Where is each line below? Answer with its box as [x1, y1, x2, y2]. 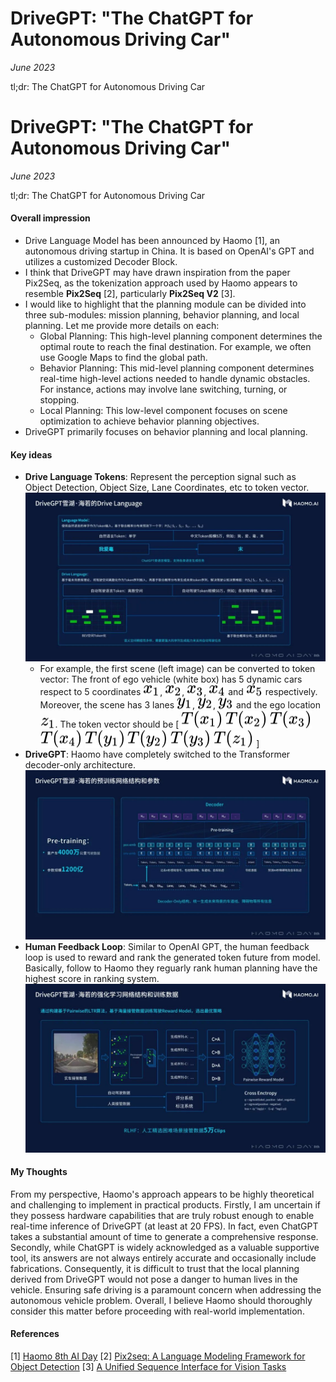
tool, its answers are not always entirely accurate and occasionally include [10, 1252, 317, 1264]
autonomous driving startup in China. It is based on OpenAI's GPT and [24, 245, 315, 257]
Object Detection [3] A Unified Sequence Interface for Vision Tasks [10, 1361, 287, 1373]
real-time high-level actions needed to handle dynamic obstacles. [39, 373, 311, 385]
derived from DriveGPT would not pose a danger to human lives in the [10, 1273, 298, 1285]
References [10, 1328, 60, 1340]
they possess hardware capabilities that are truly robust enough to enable [10, 1209, 315, 1221]
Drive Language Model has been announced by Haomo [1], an [24, 235, 280, 247]
